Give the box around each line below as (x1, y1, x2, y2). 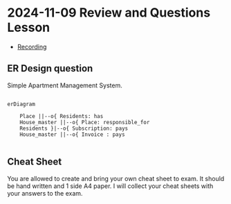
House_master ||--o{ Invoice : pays (19, 130, 126, 138)
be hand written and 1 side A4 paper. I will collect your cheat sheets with (7, 182, 214, 190)
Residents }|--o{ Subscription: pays (19, 125, 129, 132)
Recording (17, 42, 47, 51)
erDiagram (7, 101, 36, 108)
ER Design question (7, 62, 93, 74)
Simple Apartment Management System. (7, 81, 122, 90)
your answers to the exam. (7, 189, 83, 197)
